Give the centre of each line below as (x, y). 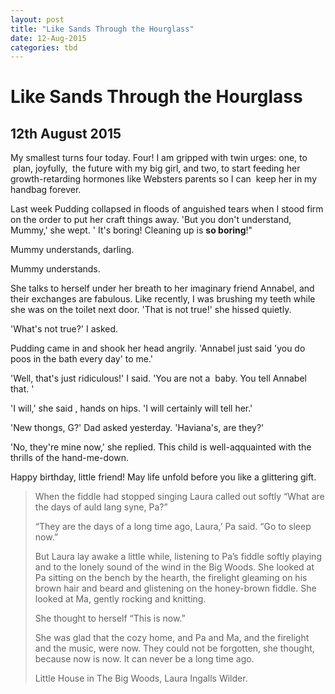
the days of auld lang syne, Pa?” (101, 507)
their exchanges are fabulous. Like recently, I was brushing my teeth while (163, 299)
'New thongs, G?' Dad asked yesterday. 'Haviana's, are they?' (137, 428)
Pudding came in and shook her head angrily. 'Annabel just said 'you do (158, 348)
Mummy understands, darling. (72, 250)
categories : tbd (44, 47)
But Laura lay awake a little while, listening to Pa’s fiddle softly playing (178, 557)
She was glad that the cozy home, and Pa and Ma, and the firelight (172, 638)
